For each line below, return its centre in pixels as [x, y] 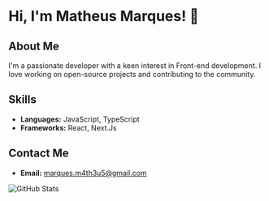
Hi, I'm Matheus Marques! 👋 [104, 17]
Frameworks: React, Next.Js [68, 127]
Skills [22, 100]
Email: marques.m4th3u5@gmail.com [84, 173]
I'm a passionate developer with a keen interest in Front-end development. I [135, 66]
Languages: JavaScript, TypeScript [80, 119]
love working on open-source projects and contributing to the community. [132, 74]
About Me [34, 46]
